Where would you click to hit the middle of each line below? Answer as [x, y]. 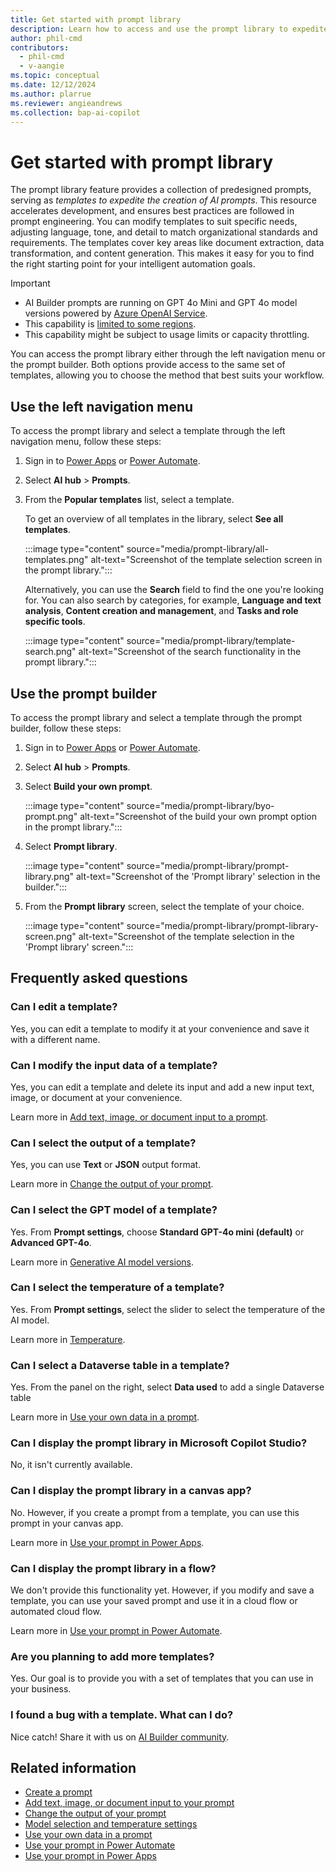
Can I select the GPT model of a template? [114, 1210]
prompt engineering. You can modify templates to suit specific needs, [154, 222]
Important [30, 283]
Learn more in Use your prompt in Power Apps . [107, 1542]
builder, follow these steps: [66, 728]
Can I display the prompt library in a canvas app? [131, 1491]
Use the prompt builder [84, 693]
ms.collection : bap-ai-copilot [75, 112]
